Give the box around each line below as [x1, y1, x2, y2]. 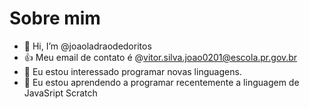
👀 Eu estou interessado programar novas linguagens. [23, 65, 242, 77]
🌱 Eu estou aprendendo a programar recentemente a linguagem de [23, 76, 300, 88]
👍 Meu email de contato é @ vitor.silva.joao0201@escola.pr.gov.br [23, 51, 298, 63]
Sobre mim [9, 7, 101, 30]
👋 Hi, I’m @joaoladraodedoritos [23, 40, 152, 52]
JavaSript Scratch [23, 87, 98, 99]
